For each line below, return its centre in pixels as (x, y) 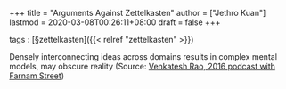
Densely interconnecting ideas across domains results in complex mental (143, 57)
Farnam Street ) (37, 76)
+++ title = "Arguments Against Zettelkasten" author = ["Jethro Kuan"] (138, 13)
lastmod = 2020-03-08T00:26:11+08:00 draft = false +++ (115, 22)
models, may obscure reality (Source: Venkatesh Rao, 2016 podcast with (143, 66)
